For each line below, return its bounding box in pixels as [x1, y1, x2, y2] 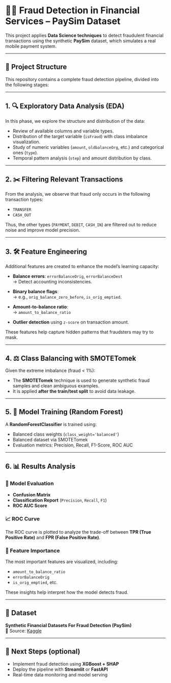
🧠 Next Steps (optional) [5, 647, 80, 656]
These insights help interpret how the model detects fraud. [5, 589, 129, 595]
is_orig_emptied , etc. [12, 580, 58, 586]
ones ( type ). [12, 149, 38, 155]
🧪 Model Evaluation [5, 480, 54, 487]
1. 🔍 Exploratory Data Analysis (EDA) [5, 102, 125, 111]
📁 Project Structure [5, 63, 67, 71]
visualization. [12, 139, 41, 145]
